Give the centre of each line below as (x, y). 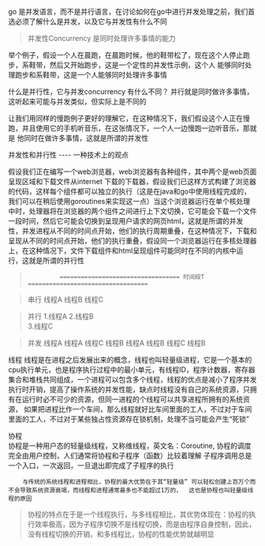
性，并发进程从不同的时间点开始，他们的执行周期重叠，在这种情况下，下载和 (132, 231)
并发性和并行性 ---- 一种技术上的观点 (68, 155)
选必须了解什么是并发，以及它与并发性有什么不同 (88, 21)
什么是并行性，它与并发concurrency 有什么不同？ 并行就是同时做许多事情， (131, 92)
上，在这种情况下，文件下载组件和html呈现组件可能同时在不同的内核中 (122, 250)
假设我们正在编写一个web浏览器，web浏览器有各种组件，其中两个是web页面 (132, 171)
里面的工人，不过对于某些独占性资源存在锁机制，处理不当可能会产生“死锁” (129, 419)
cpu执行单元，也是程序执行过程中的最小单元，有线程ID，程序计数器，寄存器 (132, 369)
